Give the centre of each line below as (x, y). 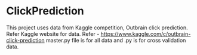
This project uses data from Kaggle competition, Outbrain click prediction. (97, 27)
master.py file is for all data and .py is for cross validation (116, 40)
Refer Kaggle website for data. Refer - (53, 33)
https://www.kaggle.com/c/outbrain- (146, 33)
